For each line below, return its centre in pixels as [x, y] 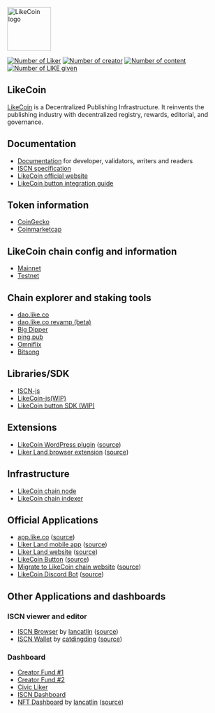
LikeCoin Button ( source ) [53, 560]
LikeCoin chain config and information [92, 251]
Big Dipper [32, 330]
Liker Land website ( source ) [57, 552]
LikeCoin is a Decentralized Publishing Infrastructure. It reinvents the [106, 107]
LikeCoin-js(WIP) [42, 398]
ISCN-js [29, 390]
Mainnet [29, 268]
